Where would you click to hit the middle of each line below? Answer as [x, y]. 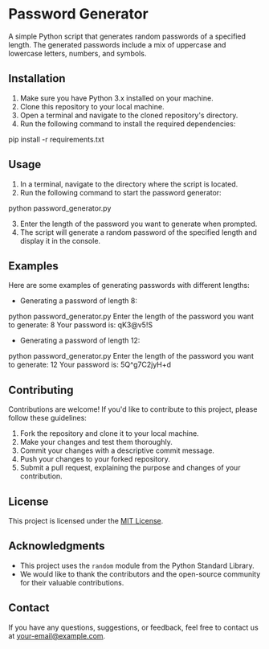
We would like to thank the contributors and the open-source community [140, 574]
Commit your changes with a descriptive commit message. [117, 450]
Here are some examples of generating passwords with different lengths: [129, 285]
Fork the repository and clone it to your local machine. [109, 433]
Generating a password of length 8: [79, 301]
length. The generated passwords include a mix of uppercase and [117, 44]
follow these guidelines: [47, 418]
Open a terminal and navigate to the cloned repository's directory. [129, 115]
